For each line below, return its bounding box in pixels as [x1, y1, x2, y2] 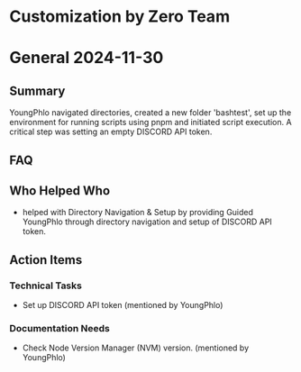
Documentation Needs [9, 322, 111, 334]
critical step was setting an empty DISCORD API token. [9, 126, 213, 137]
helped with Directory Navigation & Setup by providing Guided [22, 207, 254, 218]
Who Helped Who [9, 183, 111, 198]
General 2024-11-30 [9, 48, 164, 68]
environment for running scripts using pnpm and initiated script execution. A [9, 117, 292, 128]
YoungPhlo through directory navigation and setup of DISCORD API [22, 216, 272, 227]
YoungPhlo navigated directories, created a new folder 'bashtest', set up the [9, 107, 292, 118]
